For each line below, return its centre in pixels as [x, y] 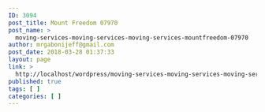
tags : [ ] [24, 89]
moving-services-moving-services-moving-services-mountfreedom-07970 [132, 37]
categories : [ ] [35, 96]
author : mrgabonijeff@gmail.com [61, 45]
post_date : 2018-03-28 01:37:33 [61, 52]
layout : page [30, 60]
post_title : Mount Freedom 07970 [63, 23]
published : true [35, 81]
